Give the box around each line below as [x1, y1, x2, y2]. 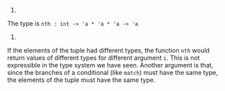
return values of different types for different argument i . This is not [7, 53, 201, 62]
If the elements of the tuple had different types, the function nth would [7, 47, 210, 54]
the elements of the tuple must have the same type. [7, 76, 156, 84]
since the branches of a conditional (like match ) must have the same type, [7, 69, 218, 76]
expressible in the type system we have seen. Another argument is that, [7, 61, 214, 69]
